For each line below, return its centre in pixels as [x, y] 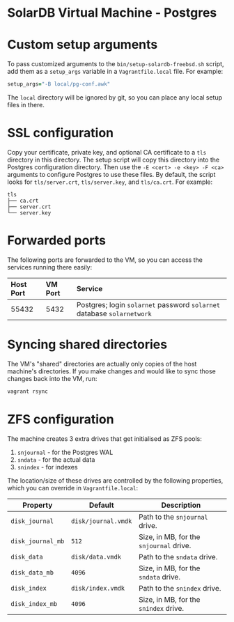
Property [38, 505]
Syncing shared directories [87, 344]
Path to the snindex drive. [180, 588]
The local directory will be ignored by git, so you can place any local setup [115, 98]
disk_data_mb [32, 572]
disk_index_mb [34, 604]
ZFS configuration [61, 419]
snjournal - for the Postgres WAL [65, 452]
